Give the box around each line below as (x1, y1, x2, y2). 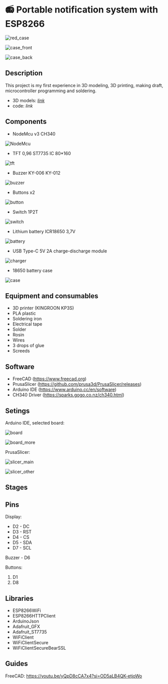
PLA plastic (12, 310, 36, 316)
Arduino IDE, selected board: (5, 420, 65, 426)
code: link (12, 103, 33, 109)
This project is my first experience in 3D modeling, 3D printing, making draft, (5, 82, 163, 88)
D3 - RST (12, 529, 32, 535)
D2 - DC (12, 523, 30, 529)
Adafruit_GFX (12, 624, 40, 630)
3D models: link (12, 97, 45, 103)
